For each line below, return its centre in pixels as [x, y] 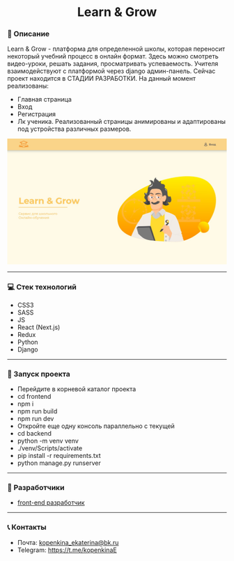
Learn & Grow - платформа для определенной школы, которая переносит [116, 49]
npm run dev [36, 418]
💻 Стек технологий [42, 287]
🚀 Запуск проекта [39, 374]
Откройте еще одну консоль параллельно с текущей [96, 426]
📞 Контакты [27, 528]
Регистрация [37, 114]
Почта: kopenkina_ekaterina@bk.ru [68, 542]
